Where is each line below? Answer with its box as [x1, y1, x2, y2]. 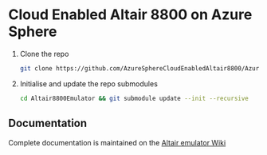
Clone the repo [19, 49, 69, 58]
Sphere [8, 22, 57, 41]
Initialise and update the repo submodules [19, 78, 158, 89]
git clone [19, 64, 53, 73]
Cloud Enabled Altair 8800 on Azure [8, 6, 253, 24]
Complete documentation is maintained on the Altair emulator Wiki [8, 137, 226, 147]
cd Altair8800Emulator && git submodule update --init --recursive [19, 94, 249, 102]
